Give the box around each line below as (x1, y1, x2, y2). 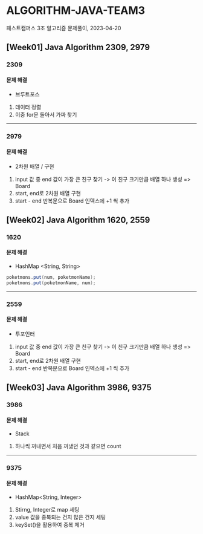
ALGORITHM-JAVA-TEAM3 (6, 4, 146, 18)
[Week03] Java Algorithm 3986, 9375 (6, 382, 152, 393)
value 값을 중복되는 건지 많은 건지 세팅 (14, 513, 106, 521)
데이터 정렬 (14, 103, 42, 111)
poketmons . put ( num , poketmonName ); (6, 275, 96, 281)
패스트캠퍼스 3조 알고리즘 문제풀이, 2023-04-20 (6, 24, 121, 31)
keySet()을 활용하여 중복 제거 (14, 521, 85, 528)
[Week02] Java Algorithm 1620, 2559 (6, 215, 150, 225)
